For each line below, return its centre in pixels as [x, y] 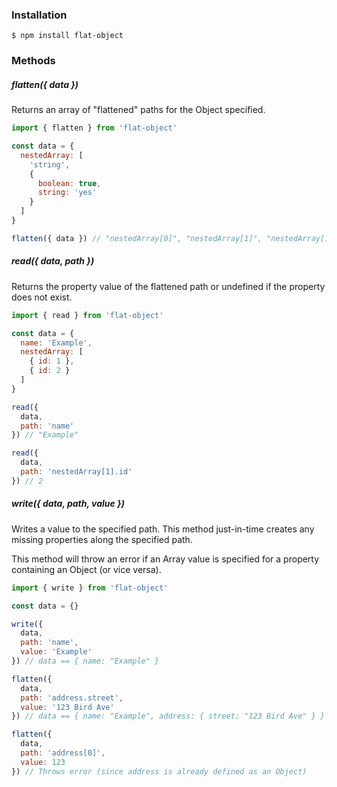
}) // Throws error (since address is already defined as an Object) [159, 771]
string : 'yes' [67, 193]
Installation [39, 15]
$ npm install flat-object [67, 36]
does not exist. [42, 297]
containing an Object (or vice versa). [86, 569]
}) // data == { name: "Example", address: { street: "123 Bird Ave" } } [168, 716]
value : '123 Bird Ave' [67, 707]
